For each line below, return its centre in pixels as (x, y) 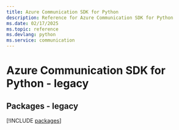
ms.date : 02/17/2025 (33, 23)
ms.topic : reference (33, 29)
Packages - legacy (42, 106)
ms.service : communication (41, 40)
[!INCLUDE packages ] (34, 121)
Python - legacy (48, 84)
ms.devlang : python (31, 35)
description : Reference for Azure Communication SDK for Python (90, 18)
